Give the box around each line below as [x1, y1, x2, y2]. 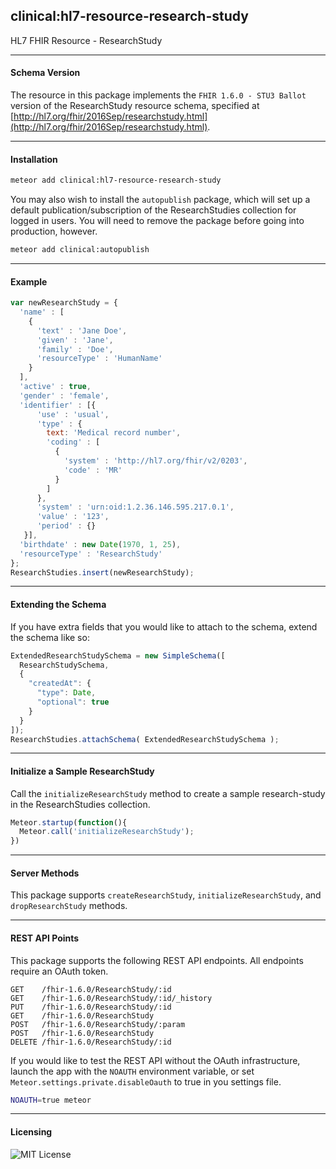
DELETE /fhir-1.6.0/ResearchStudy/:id [10, 1037, 172, 1047]
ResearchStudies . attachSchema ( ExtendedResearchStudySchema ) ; [10, 734, 280, 744]
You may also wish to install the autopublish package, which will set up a [10, 194, 311, 206]
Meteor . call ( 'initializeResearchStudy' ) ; [19, 827, 195, 837]
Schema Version [10, 67, 81, 79]
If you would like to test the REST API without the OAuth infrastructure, [10, 1054, 301, 1066]
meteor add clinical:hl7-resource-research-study [10, 175, 222, 186]
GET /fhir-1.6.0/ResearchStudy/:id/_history [10, 993, 213, 1003]
